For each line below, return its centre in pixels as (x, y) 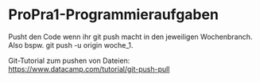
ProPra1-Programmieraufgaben (113, 15)
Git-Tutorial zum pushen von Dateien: (69, 61)
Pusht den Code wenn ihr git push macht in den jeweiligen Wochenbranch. (130, 37)
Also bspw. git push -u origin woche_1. (71, 45)
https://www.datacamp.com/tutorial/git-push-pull (89, 68)
